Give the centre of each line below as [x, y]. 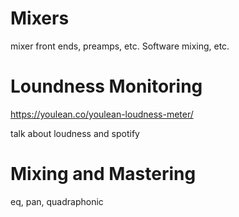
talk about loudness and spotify [75, 133]
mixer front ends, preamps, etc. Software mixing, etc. [120, 46]
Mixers [40, 18]
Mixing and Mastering [103, 174]
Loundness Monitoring [106, 86]
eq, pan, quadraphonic [57, 201]
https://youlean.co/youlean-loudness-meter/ [102, 114]
